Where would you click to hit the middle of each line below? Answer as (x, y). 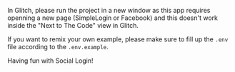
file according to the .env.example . (58, 47)
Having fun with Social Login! (50, 61)
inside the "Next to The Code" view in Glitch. (73, 25)
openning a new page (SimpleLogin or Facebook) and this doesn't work (112, 18)
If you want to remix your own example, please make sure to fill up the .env (118, 39)
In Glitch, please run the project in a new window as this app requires (109, 10)
